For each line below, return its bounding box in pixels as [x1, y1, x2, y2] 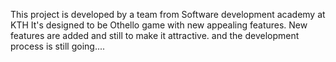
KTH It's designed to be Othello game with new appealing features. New [10, 19, 308, 31]
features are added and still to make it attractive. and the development [10, 30, 300, 41]
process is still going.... [10, 40, 106, 52]
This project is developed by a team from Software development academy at [10, 9, 326, 20]
